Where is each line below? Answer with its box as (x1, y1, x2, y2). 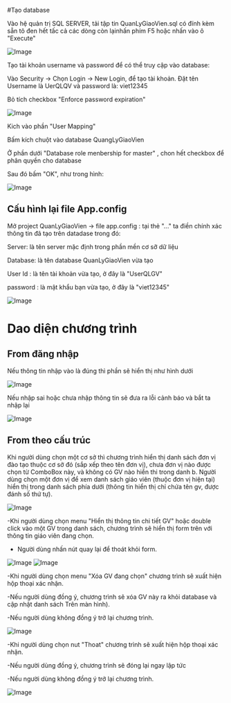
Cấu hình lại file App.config (7, 203, 127, 215)
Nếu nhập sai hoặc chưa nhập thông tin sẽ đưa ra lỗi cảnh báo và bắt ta (7, 393, 211, 402)
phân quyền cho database (7, 156, 82, 164)
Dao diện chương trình (7, 321, 138, 336)
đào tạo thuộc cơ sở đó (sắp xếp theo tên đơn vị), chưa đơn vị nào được (7, 460, 212, 468)
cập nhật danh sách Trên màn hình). (7, 600, 111, 608)
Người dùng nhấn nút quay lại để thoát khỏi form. (17, 545, 158, 553)
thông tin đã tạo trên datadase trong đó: (7, 229, 121, 237)
